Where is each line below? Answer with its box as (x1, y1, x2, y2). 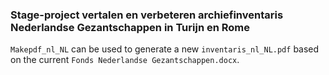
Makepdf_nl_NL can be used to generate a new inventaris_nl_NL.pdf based (10, 43, 320, 55)
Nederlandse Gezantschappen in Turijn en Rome (10, 20, 251, 34)
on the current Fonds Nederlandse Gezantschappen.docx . (10, 54, 240, 66)
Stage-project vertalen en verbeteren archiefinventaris (10, 8, 284, 22)
